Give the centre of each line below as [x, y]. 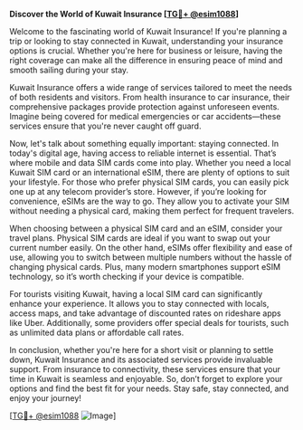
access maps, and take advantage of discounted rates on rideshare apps [146, 313]
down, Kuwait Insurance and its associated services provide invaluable [141, 359]
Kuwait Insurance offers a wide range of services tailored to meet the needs [151, 87]
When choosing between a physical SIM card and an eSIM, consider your [146, 228]
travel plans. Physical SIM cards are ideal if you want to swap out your [140, 238]
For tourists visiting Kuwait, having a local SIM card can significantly [136, 294]
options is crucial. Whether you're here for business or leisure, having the [146, 51]
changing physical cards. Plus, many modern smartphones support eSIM [145, 267]
